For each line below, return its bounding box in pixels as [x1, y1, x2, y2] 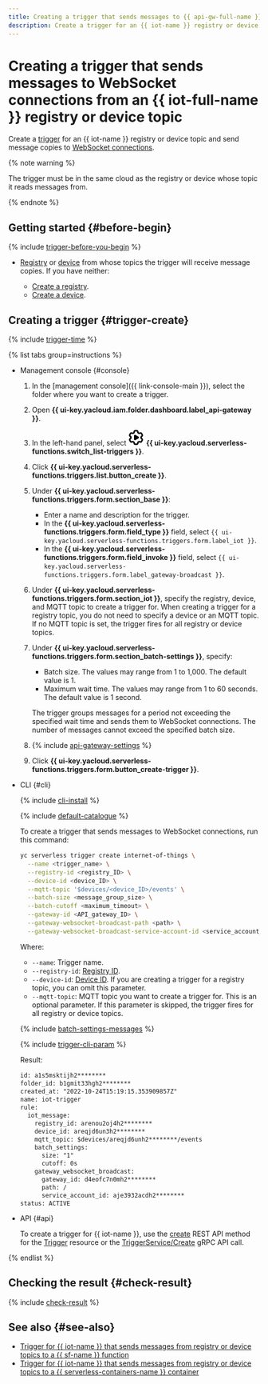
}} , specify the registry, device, [153, 594, 257, 603]
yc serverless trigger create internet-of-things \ [19, 852, 195, 860]
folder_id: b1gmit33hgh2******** [19, 1079, 132, 1087]
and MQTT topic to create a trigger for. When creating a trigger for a [31, 602, 257, 612]
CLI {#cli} [19, 780, 52, 790]
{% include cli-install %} [19, 796, 100, 806]
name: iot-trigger [19, 1095, 81, 1103]
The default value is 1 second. [43, 693, 142, 702]
